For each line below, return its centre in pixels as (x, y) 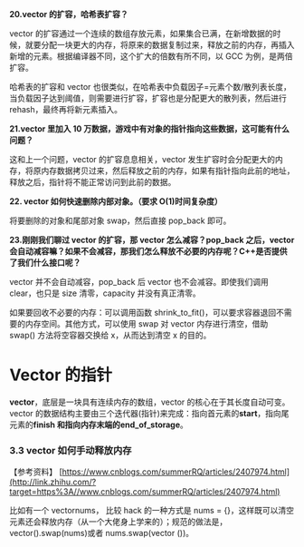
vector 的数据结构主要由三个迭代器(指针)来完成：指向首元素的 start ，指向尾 (149, 413)
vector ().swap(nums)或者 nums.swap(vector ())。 (102, 533)
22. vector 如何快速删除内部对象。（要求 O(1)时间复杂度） (116, 201)
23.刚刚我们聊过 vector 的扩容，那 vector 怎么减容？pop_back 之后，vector (152, 240)
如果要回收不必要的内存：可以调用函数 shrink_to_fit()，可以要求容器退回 (143, 313)
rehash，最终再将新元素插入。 (66, 109)
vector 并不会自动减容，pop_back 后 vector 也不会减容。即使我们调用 (139, 282)
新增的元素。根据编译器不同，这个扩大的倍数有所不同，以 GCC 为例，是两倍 (151, 56)
